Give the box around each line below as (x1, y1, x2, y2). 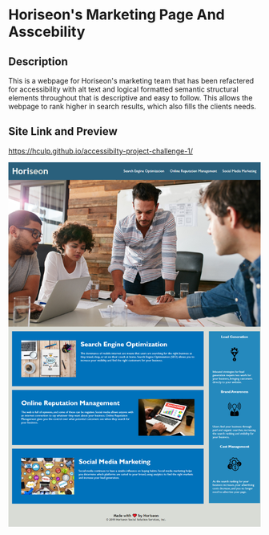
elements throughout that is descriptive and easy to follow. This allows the (8, 93, 253, 102)
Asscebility (8, 22, 86, 41)
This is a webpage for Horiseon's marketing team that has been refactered (8, 76, 255, 85)
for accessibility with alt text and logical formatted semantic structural (8, 84, 239, 94)
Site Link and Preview (8, 125, 118, 138)
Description (8, 55, 68, 68)
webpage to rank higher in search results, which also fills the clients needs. (8, 102, 257, 111)
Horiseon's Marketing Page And (8, 6, 226, 24)
